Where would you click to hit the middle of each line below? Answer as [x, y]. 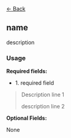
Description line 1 [43, 95]
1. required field [35, 83]
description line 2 [43, 107]
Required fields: [27, 71]
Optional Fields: [27, 118]
